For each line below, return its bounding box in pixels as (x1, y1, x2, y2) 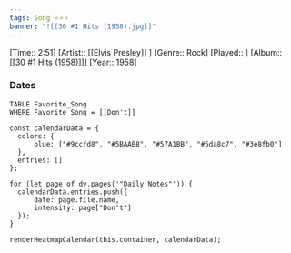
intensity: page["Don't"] (33, 203, 132, 212)
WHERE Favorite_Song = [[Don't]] (9, 107, 136, 116)
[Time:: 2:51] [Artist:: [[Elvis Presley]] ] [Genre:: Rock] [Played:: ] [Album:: (9, 46, 283, 57)
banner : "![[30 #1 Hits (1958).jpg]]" (9, 22, 156, 31)
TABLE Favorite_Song (9, 99, 88, 109)
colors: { (17, 131, 55, 141)
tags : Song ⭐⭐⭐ (9, 13, 69, 23)
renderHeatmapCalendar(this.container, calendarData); (9, 235, 222, 244)
